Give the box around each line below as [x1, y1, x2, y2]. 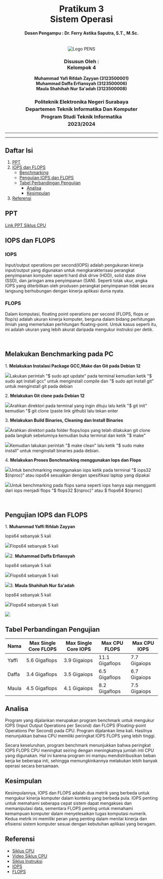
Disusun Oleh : [64, 58, 99, 65]
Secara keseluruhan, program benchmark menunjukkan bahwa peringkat [5, 742, 151, 748]
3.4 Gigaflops [26, 671, 57, 678]
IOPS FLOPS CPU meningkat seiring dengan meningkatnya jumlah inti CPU [5, 747, 154, 754]
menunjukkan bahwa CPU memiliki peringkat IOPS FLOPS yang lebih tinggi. [5, 733, 156, 739]
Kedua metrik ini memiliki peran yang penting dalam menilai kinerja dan [5, 815, 147, 822]
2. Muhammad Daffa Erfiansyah [10, 553, 75, 559]
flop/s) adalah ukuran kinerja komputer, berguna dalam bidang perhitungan [5, 316, 155, 322]
